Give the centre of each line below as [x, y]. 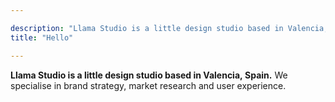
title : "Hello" [42, 37]
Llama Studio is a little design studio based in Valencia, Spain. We [149, 75]
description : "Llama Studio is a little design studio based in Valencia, [169, 28]
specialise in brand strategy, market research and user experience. [148, 85]
